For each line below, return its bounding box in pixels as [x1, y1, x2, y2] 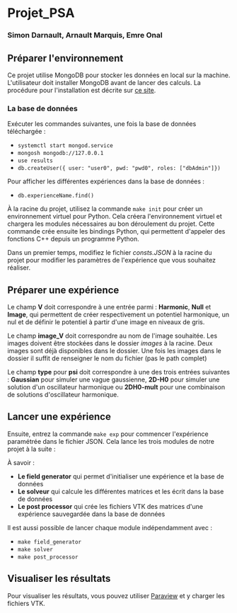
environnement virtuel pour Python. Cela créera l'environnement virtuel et [7, 212, 222, 221]
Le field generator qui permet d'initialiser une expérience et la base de [17, 472, 224, 481]
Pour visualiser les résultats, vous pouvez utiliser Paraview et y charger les [7, 591, 225, 600]
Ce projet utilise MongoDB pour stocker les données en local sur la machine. [7, 71, 231, 79]
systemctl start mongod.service [17, 142, 113, 149]
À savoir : [7, 458, 35, 466]
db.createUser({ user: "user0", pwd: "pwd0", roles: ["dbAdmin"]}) [17, 165, 221, 172]
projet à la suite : [7, 445, 56, 453]
